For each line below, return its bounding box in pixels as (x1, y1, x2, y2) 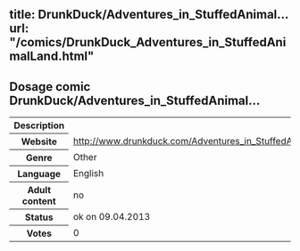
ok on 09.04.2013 (72, 211, 151, 223)
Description (13, 119, 65, 132)
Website (21, 135, 58, 148)
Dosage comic (9, 79, 91, 94)
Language (17, 168, 61, 181)
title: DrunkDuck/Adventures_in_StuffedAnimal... (9, 7, 288, 22)
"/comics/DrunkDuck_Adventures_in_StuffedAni (9, 35, 287, 50)
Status (24, 211, 54, 223)
